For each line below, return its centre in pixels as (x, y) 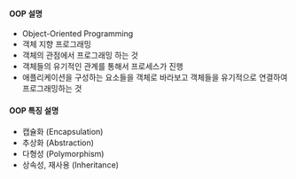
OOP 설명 (26, 13)
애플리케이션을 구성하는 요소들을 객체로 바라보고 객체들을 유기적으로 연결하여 (155, 78)
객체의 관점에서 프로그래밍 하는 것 (80, 55)
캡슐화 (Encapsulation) (62, 132)
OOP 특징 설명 (34, 110)
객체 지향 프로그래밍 (56, 44)
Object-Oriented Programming (78, 34)
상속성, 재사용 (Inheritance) (70, 165)
